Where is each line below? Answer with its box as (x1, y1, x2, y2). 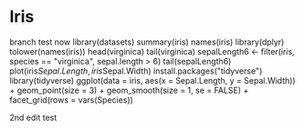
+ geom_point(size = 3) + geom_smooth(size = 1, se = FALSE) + (9, 85, 249, 95)
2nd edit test (9, 112, 58, 123)
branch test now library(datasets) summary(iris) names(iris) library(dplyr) (9, 36, 285, 47)
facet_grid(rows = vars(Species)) (9, 94, 134, 105)
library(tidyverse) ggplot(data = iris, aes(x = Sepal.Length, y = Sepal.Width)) (9, 75, 296, 85)
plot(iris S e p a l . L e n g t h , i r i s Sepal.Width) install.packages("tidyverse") (9, 65, 263, 76)
